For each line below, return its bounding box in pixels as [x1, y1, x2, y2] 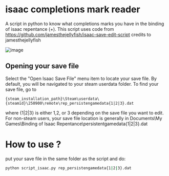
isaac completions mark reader [5, 4, 140, 15]
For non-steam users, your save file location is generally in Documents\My [5, 115, 162, 121]
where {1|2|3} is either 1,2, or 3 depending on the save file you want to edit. [5, 109, 164, 116]
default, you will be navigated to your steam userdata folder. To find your [5, 81, 159, 87]
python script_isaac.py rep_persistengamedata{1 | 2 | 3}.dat [5, 165, 132, 170]
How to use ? [5, 139, 61, 150]
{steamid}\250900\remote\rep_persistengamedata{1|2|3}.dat [5, 101, 134, 106]
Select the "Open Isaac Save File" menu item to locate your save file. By [5, 75, 157, 82]
